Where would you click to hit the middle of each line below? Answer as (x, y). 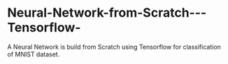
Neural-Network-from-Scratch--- (107, 13)
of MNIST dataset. (34, 54)
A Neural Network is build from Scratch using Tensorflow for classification (114, 47)
